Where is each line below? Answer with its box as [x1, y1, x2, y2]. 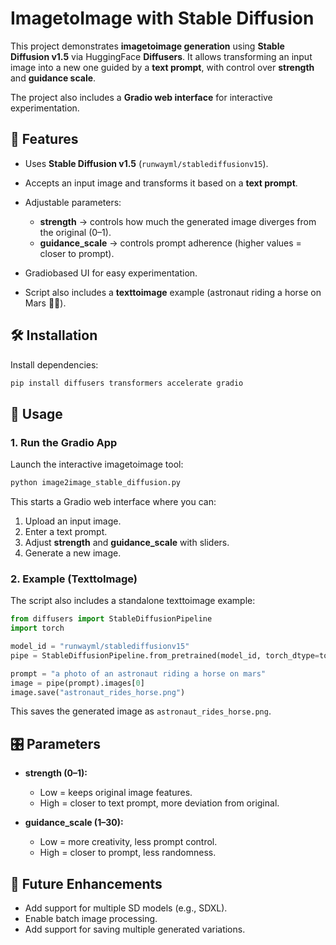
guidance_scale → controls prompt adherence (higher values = [39, 237, 302, 249]
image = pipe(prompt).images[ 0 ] [10, 678, 145, 688]
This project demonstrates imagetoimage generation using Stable [10, 40, 285, 52]
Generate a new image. [24, 547, 122, 559]
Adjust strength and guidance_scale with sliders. [24, 537, 230, 548]
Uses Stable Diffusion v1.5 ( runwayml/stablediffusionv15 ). [24, 157, 269, 169]
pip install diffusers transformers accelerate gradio [10, 378, 244, 388]
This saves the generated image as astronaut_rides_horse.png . [10, 705, 272, 717]
